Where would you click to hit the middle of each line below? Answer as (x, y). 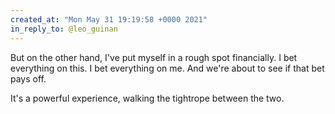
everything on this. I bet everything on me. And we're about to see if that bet (167, 68)
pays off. (28, 78)
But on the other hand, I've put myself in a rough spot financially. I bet (154, 57)
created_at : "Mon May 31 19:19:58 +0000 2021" (109, 19)
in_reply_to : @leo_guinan (64, 29)
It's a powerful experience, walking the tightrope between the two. (147, 98)
